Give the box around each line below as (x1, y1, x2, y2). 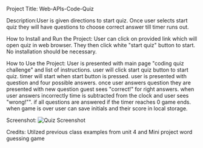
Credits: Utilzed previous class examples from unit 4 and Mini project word (6, 129, 193, 135)
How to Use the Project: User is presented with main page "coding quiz (6, 60, 184, 67)
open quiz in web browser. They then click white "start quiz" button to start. (6, 42, 196, 49)
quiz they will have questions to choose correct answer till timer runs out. (6, 24, 189, 30)
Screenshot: (6, 116, 37, 124)
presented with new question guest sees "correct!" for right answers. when (6, 86, 195, 93)
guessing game (6, 135, 45, 142)
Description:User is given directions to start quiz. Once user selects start (6, 17, 188, 24)
